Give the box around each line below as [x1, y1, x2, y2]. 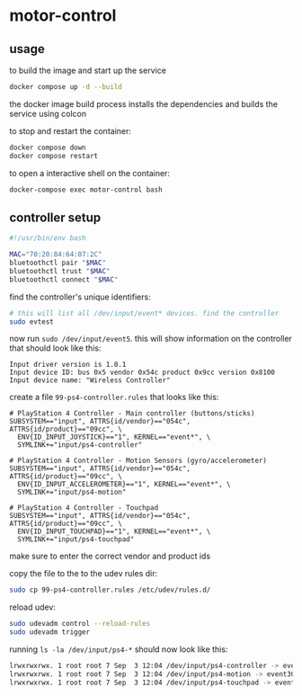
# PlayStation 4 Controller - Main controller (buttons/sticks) [9, 409, 255, 418]
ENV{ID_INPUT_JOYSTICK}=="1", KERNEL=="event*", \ [17, 433, 211, 442]
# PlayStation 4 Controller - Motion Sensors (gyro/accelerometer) [9, 456, 268, 466]
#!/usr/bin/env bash [9, 234, 87, 243]
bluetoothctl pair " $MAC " [9, 258, 106, 268]
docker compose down [9, 143, 87, 152]
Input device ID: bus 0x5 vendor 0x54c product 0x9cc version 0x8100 [9, 368, 276, 378]
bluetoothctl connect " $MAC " [9, 275, 119, 284]
